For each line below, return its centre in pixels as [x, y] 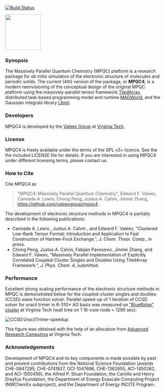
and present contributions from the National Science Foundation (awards [79, 363]
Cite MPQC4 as [21, 184]
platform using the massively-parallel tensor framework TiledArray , [73, 92]
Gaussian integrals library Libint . [38, 103]
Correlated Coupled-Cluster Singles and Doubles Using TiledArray [80, 260]
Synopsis [17, 60]
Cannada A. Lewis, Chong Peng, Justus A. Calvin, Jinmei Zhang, [83, 199]
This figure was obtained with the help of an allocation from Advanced [77, 329]
